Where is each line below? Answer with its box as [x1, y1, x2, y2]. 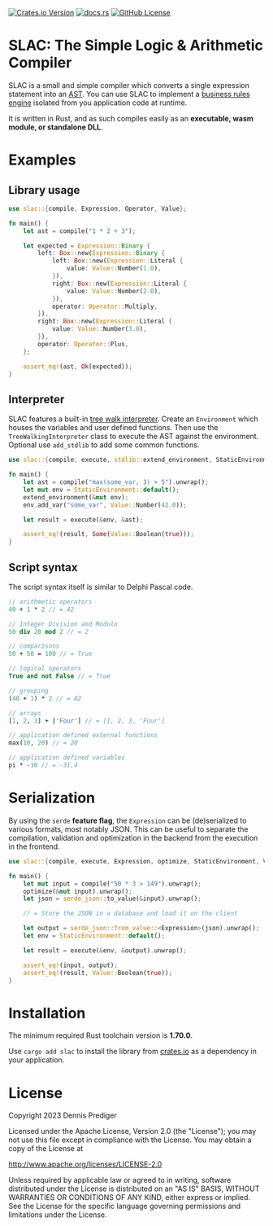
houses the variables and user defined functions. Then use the [8, 423, 219, 433]
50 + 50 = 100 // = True [8, 650, 93, 658]
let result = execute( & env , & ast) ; [23, 516, 144, 524]
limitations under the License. [8, 1210, 107, 1219]
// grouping [8, 687, 49, 695]
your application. [8, 1055, 65, 1065]
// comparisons [8, 642, 60, 651]
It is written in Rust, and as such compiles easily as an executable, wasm [8, 113, 254, 123]
